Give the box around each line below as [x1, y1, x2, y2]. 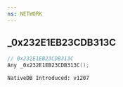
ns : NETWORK [7, 10, 42, 18]
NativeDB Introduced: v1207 [7, 75, 90, 82]
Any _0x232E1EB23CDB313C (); [7, 62, 90, 69]
